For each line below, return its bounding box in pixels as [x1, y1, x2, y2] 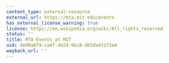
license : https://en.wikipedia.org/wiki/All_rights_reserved [6, 25, 164, 32]
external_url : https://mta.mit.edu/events [6, 14, 115, 20]
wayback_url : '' [6, 48, 47, 54]
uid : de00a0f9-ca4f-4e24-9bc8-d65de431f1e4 [6, 43, 118, 49]
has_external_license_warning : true [6, 20, 98, 26]
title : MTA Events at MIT [6, 37, 71, 43]
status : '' [6, 31, 34, 37]
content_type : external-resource [6, 8, 91, 15]
